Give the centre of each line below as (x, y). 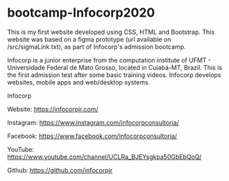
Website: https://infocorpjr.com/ (53, 109)
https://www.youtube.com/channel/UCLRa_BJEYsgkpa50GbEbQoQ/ (104, 157)
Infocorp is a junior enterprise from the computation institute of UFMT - (109, 60)
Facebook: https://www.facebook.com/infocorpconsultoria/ (92, 136)
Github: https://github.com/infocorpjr (60, 170)
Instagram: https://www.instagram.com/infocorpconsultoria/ (93, 122)
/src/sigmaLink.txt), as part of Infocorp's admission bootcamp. (96, 46)
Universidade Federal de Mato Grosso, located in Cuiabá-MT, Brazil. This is (115, 67)
